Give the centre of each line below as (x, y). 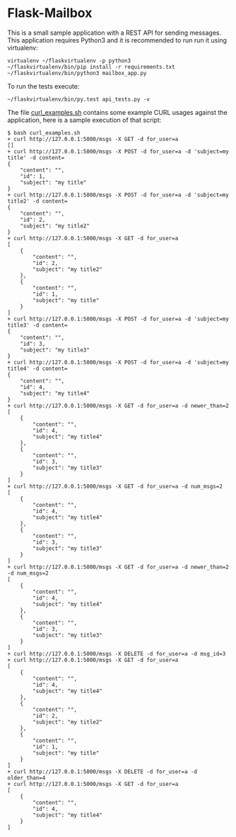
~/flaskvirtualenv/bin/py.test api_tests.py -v (79, 99)
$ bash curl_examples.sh (44, 133)
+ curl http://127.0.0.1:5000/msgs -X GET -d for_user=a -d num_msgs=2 (115, 486)
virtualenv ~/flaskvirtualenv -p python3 (69, 61)
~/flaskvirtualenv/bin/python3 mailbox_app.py (77, 73)
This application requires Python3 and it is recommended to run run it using (117, 40)
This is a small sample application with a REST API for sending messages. (114, 33)
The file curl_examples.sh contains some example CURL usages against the (117, 112)
